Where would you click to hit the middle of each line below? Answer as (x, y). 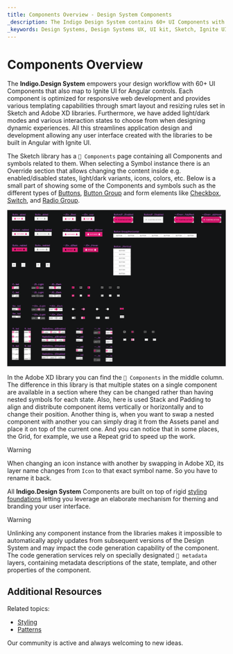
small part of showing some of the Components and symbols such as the (112, 186)
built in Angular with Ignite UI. (49, 143)
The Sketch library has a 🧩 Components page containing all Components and (115, 156)
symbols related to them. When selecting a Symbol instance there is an (109, 164)
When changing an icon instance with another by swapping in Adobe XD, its (115, 463)
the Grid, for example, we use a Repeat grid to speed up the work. (101, 437)
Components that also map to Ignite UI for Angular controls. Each (100, 91)
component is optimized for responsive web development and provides (109, 99)
